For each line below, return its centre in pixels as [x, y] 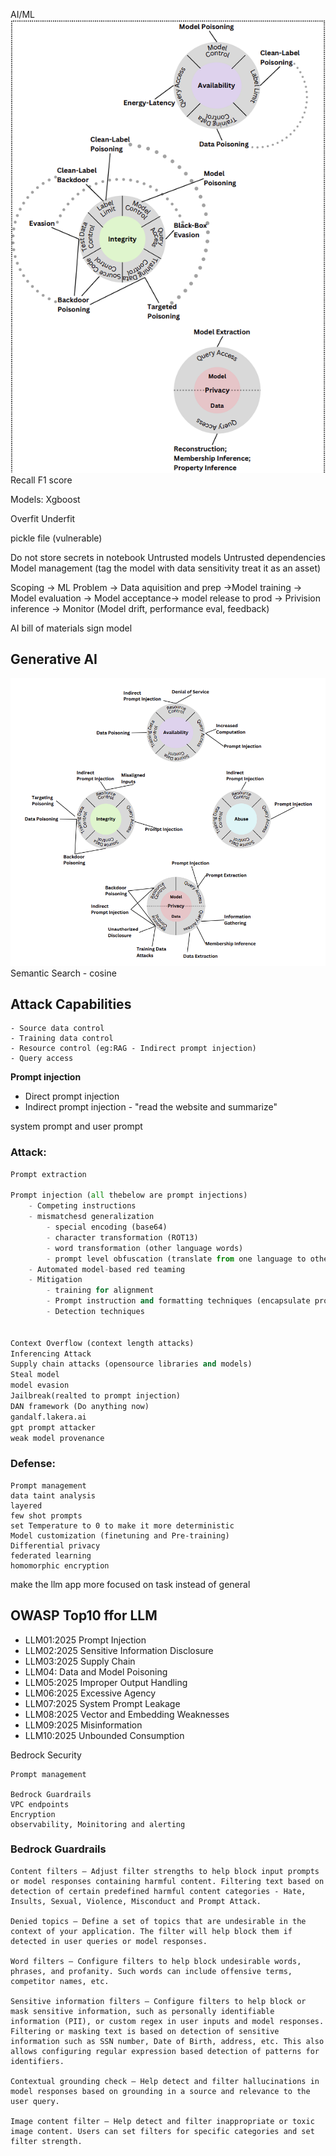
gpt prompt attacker [53, 1427]
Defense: [33, 1464]
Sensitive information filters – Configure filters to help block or [158, 2001]
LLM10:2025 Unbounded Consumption [104, 1735]
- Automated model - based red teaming [107, 1269]
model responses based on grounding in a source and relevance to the [160, 2091]
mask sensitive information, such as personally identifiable [142, 2011]
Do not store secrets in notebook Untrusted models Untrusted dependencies [168, 557]
